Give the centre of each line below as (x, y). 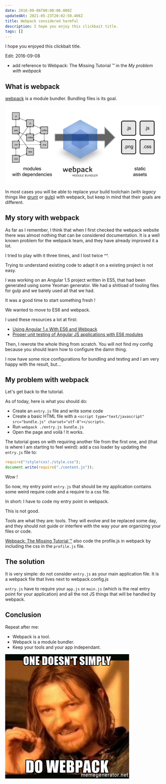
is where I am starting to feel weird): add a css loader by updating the (76, 447)
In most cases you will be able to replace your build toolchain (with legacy (81, 192)
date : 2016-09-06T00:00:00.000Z (38, 10)
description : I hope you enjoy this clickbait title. (62, 26)
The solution (25, 562)
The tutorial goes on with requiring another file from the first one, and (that (81, 442)
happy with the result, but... (33, 364)
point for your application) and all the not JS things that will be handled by (81, 594)
